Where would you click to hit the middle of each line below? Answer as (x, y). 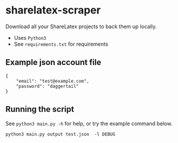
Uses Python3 (30, 38)
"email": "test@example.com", (53, 81)
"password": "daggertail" (48, 86)
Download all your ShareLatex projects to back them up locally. (81, 26)
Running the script (40, 109)
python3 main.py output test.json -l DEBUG (60, 134)
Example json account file (53, 62)
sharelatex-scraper (53, 10)
